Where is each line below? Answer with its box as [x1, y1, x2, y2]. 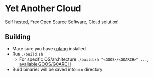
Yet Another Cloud [5, 3, 81, 14]
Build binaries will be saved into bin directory [12, 66, 103, 72]
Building [5, 33, 31, 41]
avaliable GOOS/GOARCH [19, 61, 71, 67]
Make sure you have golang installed [12, 46, 86, 51]
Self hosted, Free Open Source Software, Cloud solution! [5, 19, 119, 25]
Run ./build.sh [12, 51, 43, 57]
